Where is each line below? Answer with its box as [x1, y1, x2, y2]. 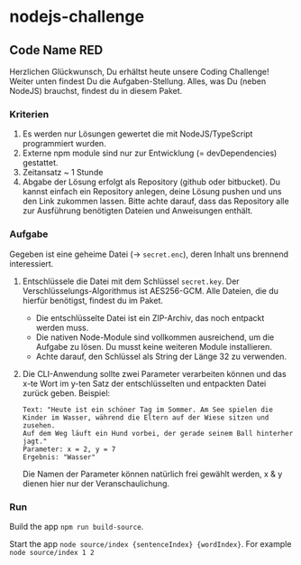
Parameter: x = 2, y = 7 [22, 445, 116, 454]
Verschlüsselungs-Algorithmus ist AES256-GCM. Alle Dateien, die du [22, 285, 279, 296]
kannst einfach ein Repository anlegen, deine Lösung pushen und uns [22, 186, 282, 197]
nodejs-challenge [9, 6, 145, 27]
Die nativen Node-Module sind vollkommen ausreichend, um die [35, 332, 275, 343]
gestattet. [22, 157, 59, 168]
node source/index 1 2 [9, 548, 95, 557]
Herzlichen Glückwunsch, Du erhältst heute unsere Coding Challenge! [9, 66, 269, 77]
